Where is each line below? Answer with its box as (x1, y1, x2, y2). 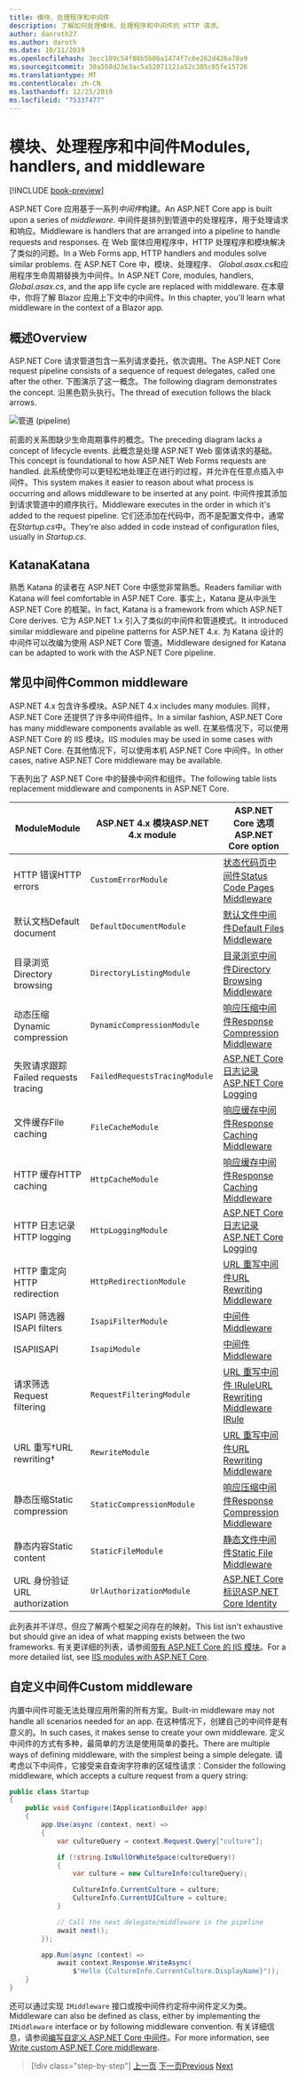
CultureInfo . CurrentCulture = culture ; (72, 1886, 220, 1894)
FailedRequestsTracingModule (90, 1071, 214, 1081)
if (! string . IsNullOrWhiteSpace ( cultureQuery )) (56, 1853, 237, 1862)
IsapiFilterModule (90, 1316, 169, 1326)
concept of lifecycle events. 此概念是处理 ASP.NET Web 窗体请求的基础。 (9, 446, 278, 456)
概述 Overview (9, 330, 88, 345)
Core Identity (223, 1597, 278, 1609)
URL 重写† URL (13, 1441, 74, 1453)
